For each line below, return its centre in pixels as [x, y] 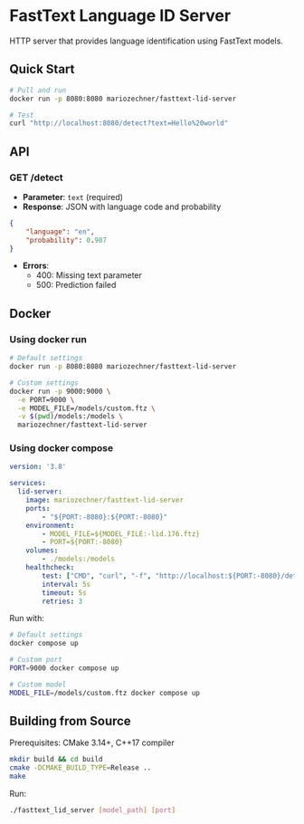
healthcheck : [50, 568]
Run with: [27, 618]
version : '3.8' [38, 467]
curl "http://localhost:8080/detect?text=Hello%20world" [119, 123]
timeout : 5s [65, 593]
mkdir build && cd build [56, 760]
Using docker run [48, 339]
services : [28, 484]
